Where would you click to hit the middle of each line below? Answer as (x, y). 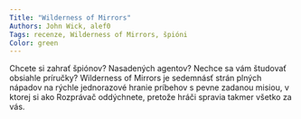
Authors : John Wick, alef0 (60, 26)
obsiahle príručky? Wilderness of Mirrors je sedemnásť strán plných (136, 78)
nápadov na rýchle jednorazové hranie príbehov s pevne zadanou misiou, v (149, 87)
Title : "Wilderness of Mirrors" (70, 18)
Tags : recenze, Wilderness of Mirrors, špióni (99, 34)
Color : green (34, 43)
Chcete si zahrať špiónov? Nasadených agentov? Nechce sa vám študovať (148, 69)
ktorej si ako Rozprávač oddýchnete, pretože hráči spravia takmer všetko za (150, 97)
